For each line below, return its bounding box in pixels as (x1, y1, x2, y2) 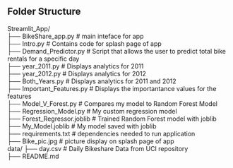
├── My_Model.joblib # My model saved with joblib (7, 121, 157, 130)
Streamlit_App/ (7, 24, 51, 32)
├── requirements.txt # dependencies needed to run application (7, 129, 196, 138)
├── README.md (7, 152, 59, 160)
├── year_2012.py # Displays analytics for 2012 (7, 69, 147, 78)
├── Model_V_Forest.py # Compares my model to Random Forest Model (7, 99, 217, 108)
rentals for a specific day (7, 54, 80, 63)
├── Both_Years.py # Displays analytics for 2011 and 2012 (7, 77, 177, 85)
